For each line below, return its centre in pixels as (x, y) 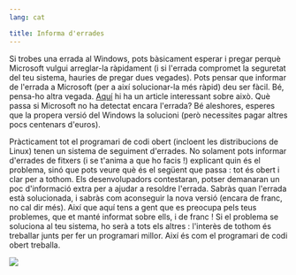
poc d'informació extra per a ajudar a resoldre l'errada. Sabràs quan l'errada (148, 188)
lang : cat (27, 17)
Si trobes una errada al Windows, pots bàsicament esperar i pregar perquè (145, 58)
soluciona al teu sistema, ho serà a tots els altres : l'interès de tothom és (140, 225)
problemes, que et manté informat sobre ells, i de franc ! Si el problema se (144, 217)
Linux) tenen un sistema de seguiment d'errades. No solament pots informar (148, 150)
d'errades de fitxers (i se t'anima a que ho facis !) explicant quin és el (135, 160)
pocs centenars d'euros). (55, 124)
